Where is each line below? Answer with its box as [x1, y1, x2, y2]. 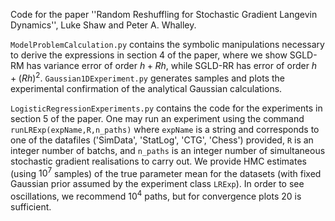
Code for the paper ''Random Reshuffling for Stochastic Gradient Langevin [10, 9, 318, 20]
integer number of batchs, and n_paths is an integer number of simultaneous [10, 144, 326, 156]
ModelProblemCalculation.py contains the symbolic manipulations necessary [10, 39, 325, 50]
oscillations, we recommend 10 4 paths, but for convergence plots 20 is [10, 189, 302, 202]
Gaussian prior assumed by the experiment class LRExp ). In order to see [10, 178, 305, 190]
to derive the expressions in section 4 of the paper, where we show [10, 49, 288, 61]
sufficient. [10, 200, 52, 213]
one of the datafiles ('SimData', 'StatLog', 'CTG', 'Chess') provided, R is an [10, 134, 314, 146]
